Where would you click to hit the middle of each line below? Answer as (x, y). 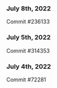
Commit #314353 (28, 50)
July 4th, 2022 (29, 66)
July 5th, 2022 (28, 38)
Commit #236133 (28, 22)
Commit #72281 (26, 80)
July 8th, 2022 (28, 8)
